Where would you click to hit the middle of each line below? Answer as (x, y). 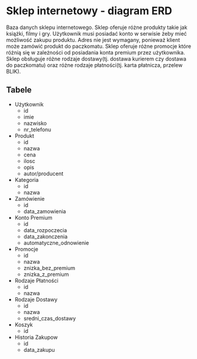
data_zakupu (39, 350)
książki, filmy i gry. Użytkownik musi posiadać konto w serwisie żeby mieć (97, 33)
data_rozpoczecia (45, 230)
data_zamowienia (45, 211)
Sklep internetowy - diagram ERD (89, 11)
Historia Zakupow (36, 337)
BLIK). (14, 71)
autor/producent (43, 174)
